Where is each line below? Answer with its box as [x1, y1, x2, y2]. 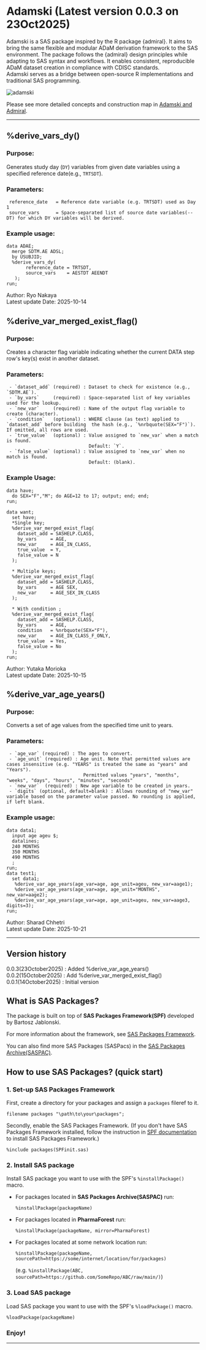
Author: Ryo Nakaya [6, 292, 57, 299]
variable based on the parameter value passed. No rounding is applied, [6, 794, 196, 800]
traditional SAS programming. [6, 77, 81, 84]
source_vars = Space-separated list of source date [9, 209, 158, 216]
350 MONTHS [12, 849, 40, 855]
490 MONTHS [12, 854, 40, 860]
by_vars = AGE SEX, [17, 584, 78, 590]
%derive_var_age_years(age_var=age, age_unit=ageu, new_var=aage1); [14, 881, 193, 887]
